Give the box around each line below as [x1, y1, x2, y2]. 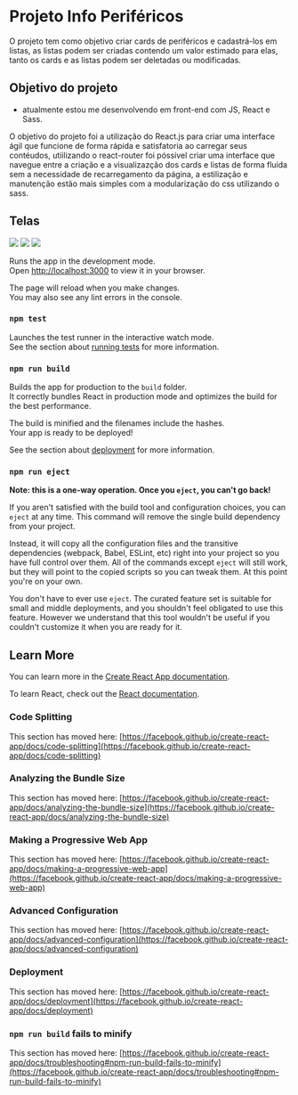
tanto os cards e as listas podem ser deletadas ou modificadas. [9, 54, 242, 65]
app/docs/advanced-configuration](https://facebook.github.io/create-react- [9, 934, 289, 945]
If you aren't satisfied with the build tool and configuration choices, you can [9, 502, 286, 513]
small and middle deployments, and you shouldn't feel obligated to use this [9, 603, 284, 614]
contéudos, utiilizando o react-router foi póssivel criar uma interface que [9, 150, 276, 160]
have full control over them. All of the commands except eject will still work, [9, 557, 288, 568]
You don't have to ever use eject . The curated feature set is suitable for [9, 593, 272, 604]
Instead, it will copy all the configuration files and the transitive [9, 538, 238, 549]
